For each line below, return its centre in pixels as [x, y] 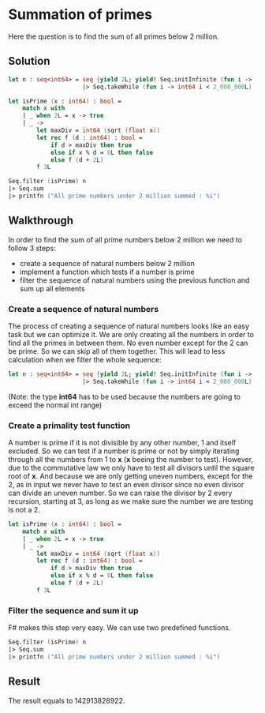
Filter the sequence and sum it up [74, 610]
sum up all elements [52, 288]
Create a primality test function [69, 426]
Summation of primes [80, 15]
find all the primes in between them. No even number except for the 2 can [128, 343]
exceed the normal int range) [55, 405]
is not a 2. [24, 510]
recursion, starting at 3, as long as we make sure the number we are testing [131, 501]
